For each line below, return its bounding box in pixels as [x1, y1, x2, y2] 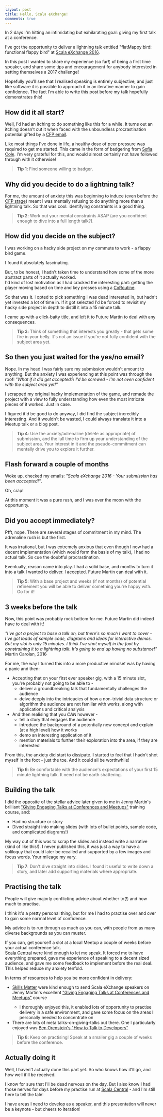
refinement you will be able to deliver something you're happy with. [16, 583, 152, 590]
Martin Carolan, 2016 [5, 651, 47, 657]
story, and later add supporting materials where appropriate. [16, 868, 138, 874]
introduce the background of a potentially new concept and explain [19, 722, 154, 728]
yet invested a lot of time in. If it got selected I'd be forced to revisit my [5, 299, 147, 305]
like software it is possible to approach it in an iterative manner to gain [5, 84, 145, 90]
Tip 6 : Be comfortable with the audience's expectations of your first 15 [16, 767, 158, 772]
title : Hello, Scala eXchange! [5, 12, 68, 17]
